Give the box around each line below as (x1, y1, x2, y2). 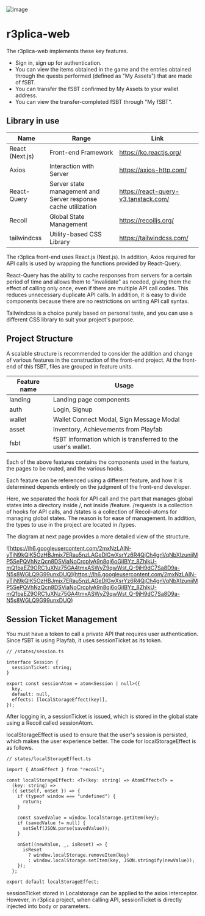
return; (22, 799, 43, 805)
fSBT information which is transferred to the (52, 434, 179, 443)
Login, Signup (52, 405, 93, 414)
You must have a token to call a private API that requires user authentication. (6, 630, 198, 638)
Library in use (6, 116, 60, 126)
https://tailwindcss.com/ (118, 233, 189, 242)
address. (15, 92, 38, 99)
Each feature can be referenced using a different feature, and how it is (6, 477, 183, 484)
